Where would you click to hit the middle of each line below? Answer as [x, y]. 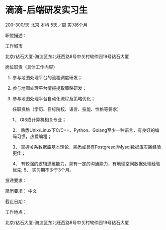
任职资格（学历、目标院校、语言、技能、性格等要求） [67, 109]
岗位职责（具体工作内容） [31, 67]
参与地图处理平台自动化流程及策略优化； [54, 98]
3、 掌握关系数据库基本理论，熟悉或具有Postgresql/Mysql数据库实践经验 [87, 147]
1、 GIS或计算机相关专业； [39, 119]
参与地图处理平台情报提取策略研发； [49, 88]
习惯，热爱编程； [34, 136]
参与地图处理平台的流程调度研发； [47, 77]
